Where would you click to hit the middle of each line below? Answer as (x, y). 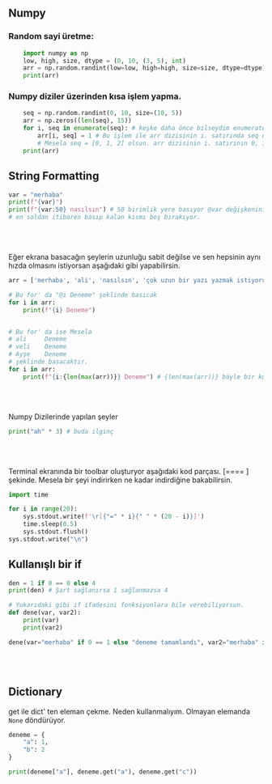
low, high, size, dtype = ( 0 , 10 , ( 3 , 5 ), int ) (104, 61)
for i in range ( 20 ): (43, 509)
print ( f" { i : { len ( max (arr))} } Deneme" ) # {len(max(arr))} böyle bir (139, 377)
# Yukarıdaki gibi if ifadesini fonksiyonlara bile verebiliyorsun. (126, 605)
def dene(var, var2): (45, 613)
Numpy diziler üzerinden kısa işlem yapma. (95, 96)
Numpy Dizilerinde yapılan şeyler (64, 417)
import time (28, 494)
